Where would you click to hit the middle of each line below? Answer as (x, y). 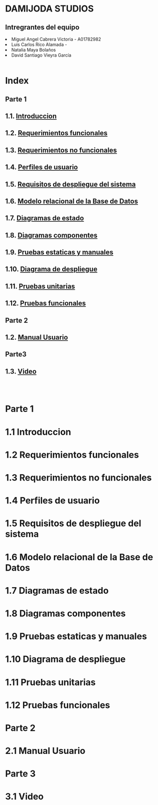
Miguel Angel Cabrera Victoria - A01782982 (56, 39)
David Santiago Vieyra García (41, 55)
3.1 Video (24, 797)
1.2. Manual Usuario (37, 338)
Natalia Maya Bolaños (34, 50)
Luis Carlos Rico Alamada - (39, 45)
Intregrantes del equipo (42, 27)
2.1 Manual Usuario (45, 751)
